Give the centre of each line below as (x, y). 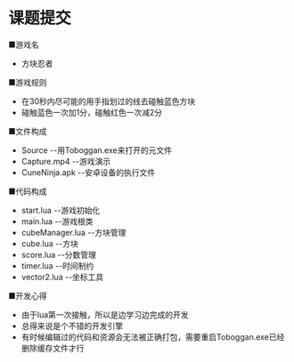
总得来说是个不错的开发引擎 (72, 326)
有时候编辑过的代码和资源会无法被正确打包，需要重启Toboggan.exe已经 (153, 337)
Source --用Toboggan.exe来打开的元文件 (97, 150)
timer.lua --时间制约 (57, 265)
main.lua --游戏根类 (57, 221)
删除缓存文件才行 (53, 348)
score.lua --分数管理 (59, 254)
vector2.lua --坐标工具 (62, 277)
